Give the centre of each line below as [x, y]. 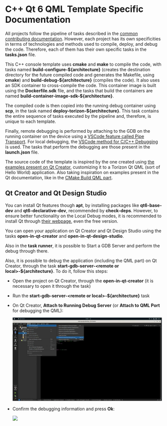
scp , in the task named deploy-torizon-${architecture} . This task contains [82, 111]
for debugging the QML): [38, 310]
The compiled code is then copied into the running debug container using [81, 105]
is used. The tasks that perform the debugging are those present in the [78, 147]
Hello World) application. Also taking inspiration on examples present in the [82, 172]
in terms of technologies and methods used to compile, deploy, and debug [81, 44]
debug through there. [27, 251]
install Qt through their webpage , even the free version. [62, 221]
